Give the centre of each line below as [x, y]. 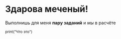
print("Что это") [19, 32]
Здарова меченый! [47, 9]
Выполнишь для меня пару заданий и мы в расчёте [60, 23]
